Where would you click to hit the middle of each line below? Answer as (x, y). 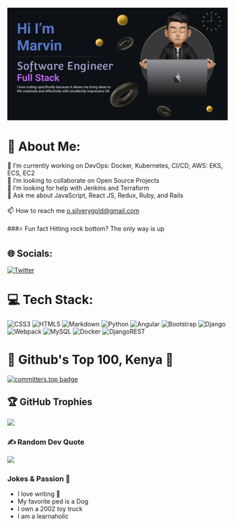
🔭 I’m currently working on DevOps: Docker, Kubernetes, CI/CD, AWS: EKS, (115, 166)
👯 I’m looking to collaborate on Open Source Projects (83, 181)
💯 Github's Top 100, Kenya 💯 (91, 360)
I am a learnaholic (43, 516)
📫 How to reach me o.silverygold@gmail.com (73, 211)
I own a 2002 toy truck (50, 509)
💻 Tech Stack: (50, 300)
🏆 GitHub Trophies (50, 402)
